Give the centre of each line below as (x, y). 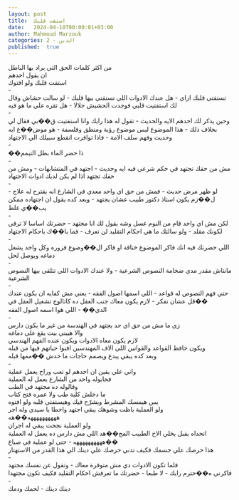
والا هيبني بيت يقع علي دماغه (46, 333)
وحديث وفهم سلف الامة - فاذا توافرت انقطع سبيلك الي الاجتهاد (90, 137)
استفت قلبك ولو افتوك (37, 82)
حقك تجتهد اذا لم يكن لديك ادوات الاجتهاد (61, 176)
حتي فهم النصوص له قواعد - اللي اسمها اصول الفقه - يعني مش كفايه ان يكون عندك (118, 293)
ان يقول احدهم (28, 75)
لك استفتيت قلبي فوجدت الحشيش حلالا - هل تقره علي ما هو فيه (92, 105)
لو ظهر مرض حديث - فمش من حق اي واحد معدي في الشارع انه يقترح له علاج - (113, 191)
